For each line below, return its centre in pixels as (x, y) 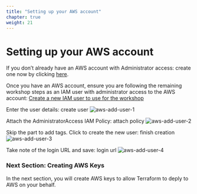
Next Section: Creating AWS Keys (55, 166)
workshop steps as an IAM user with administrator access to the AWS (91, 92)
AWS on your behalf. (31, 185)
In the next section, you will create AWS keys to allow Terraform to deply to (97, 178)
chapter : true (24, 17)
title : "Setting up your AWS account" (54, 11)
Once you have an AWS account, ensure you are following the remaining (94, 86)
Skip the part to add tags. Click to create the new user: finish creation (91, 133)
